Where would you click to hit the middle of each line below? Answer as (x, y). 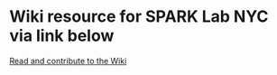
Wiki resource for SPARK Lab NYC (139, 17)
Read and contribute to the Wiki (68, 61)
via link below (62, 36)
